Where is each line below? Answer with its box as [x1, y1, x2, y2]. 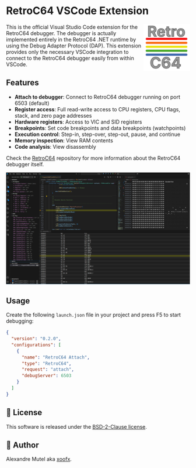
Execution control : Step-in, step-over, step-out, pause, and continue [14, 131, 181, 138]
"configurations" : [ [11, 341, 61, 348]
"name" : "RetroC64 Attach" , [21, 354, 90, 360]
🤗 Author [6, 440, 39, 450]
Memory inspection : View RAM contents [14, 136, 114, 144]
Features [6, 78, 39, 88]
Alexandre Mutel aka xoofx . [6, 456, 72, 463]
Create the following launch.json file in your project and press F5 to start [6, 312, 181, 319]
